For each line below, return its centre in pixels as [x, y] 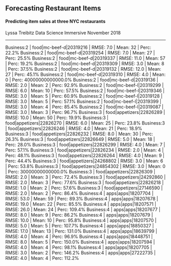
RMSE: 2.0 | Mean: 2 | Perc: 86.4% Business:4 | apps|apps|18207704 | [79, 193]
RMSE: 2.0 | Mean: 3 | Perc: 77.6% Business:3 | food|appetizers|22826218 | [84, 182]
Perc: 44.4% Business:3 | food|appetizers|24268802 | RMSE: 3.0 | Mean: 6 [84, 161]
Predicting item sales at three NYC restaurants [55, 21]
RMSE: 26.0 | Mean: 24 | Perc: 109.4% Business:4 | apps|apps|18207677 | [83, 209]
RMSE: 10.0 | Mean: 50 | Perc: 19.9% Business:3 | [57, 117]
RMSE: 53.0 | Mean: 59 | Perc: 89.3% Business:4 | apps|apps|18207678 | [82, 198]
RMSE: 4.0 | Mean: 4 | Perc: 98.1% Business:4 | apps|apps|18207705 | [79, 247]
